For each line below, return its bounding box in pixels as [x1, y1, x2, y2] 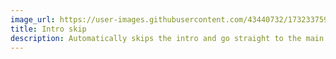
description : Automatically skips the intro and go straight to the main [10, 33, 325, 43]
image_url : [10, 14, 56, 25]
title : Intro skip [10, 24, 87, 34]
